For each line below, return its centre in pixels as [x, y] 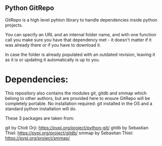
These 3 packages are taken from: [40, 118]
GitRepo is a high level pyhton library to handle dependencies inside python [81, 20]
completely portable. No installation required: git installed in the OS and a [79, 103]
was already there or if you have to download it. [53, 45]
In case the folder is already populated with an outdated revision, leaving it [80, 54]
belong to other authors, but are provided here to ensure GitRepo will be [78, 98]
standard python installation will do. [41, 109]
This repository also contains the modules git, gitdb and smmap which [76, 93]
